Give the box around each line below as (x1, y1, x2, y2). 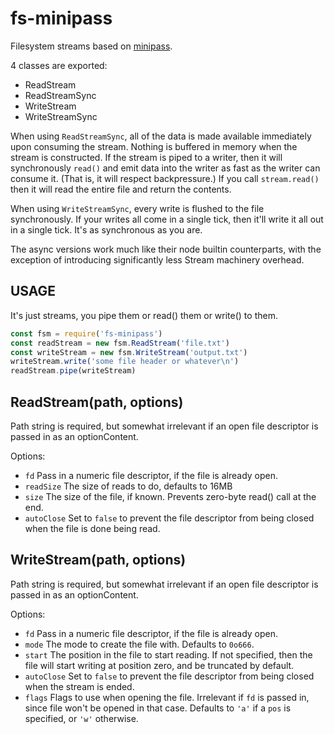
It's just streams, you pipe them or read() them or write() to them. (10, 309, 278, 321)
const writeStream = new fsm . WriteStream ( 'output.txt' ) (10, 347, 248, 357)
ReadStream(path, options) (10, 393, 184, 411)
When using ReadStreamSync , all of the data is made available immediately (10, 130, 312, 142)
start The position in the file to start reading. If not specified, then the (24, 648, 313, 661)
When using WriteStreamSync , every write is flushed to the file (10, 202, 265, 214)
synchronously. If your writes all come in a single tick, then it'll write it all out (10, 213, 324, 225)
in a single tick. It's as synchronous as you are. (10, 223, 203, 236)
